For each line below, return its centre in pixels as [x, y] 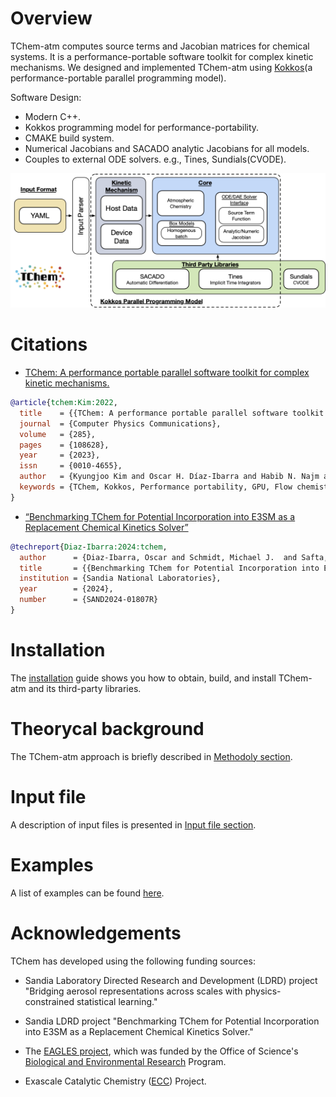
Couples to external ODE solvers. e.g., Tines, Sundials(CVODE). [155, 159]
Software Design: [46, 97]
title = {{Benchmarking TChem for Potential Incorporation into [169, 568]
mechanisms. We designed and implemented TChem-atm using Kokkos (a [161, 67]
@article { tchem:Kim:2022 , [64, 403]
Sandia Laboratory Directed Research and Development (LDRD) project [171, 980]
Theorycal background [107, 729]
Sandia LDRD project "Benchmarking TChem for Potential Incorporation [172, 1021]
